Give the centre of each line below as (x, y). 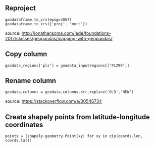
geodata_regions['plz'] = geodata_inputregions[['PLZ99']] (67, 66)
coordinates (24, 124)
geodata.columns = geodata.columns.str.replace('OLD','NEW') (70, 92)
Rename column (31, 81)
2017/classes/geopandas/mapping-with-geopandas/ (59, 38)
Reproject (21, 8)
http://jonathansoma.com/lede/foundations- (66, 33)
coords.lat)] (19, 141)
